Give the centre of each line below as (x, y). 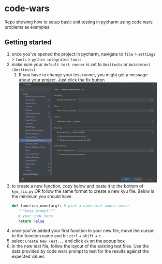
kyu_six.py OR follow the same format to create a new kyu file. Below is (83, 191)
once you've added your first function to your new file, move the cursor (83, 231)
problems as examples (27, 27)
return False (31, 221)
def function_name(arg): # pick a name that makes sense (70, 206)
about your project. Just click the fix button (62, 80)
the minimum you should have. (42, 197)
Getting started (28, 42)
